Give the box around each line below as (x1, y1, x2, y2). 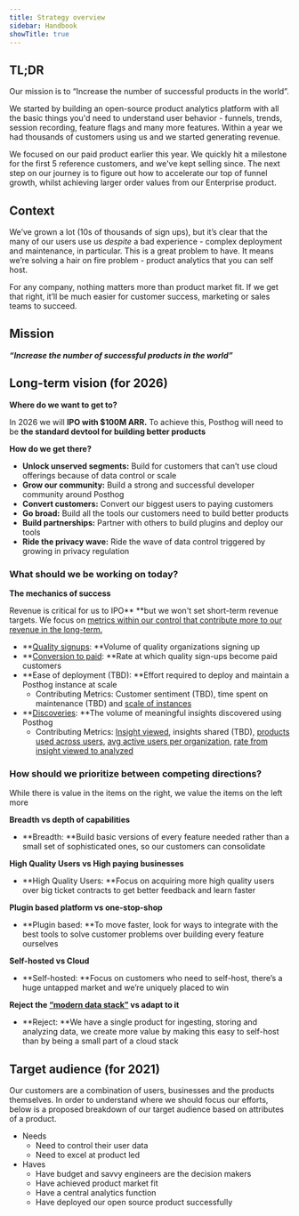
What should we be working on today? (9, 568, 179, 580)
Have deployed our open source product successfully (35, 1197, 233, 1208)
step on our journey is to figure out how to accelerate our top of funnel (9, 168, 268, 179)
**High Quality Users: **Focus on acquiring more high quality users (21, 875, 275, 886)
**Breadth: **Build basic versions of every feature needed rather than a (21, 832, 290, 842)
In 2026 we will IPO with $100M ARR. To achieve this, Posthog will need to (9, 416, 284, 427)
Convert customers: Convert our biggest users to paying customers (21, 498, 274, 509)
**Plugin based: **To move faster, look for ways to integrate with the (21, 920, 279, 930)
